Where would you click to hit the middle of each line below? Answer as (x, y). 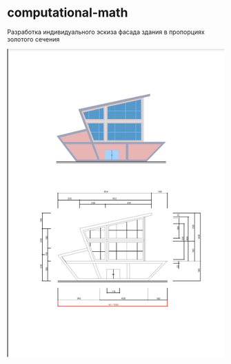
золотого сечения (33, 39)
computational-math (68, 13)
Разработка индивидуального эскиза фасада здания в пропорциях (106, 32)
